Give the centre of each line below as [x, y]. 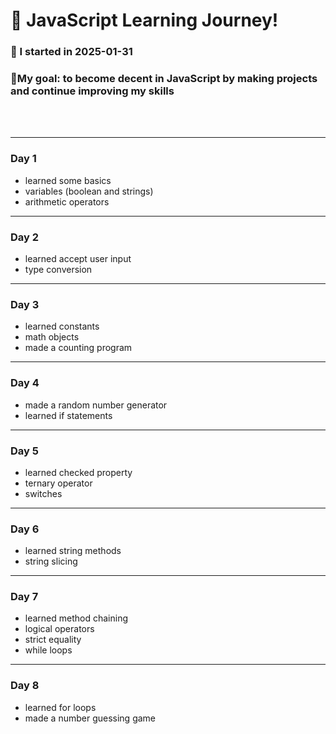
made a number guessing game [90, 718]
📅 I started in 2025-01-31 [71, 52]
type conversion [58, 269]
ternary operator [58, 483]
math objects [52, 337]
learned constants [62, 326]
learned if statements [68, 415]
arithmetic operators [67, 201]
